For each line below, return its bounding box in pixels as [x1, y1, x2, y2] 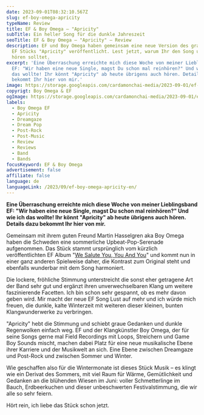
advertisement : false [6, 167, 61, 173]
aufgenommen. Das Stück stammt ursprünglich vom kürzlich [6, 244, 158, 252]
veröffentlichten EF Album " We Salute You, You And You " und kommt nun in [6, 251, 195, 258]
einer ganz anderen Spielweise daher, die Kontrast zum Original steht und [6, 258, 191, 265]
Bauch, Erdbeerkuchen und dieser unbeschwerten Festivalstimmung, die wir [6, 383, 197, 391]
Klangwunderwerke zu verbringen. [6, 308, 93, 315]
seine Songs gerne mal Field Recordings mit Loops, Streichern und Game [6, 332, 190, 340]
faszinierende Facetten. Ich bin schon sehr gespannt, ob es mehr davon [6, 289, 186, 296]
